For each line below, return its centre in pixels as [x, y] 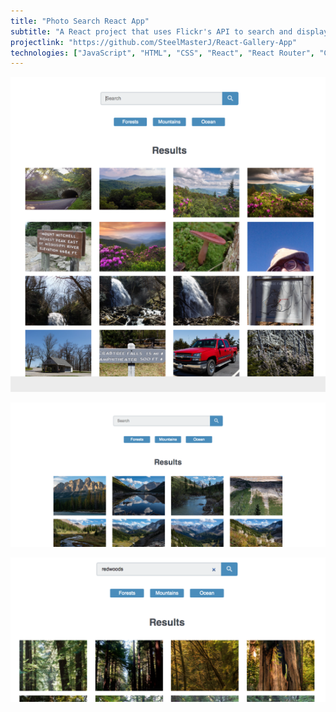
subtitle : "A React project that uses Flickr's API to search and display [169, 31]
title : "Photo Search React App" [80, 21]
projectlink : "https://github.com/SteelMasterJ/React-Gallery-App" [154, 42]
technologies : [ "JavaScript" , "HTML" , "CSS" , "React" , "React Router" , [162, 53]
